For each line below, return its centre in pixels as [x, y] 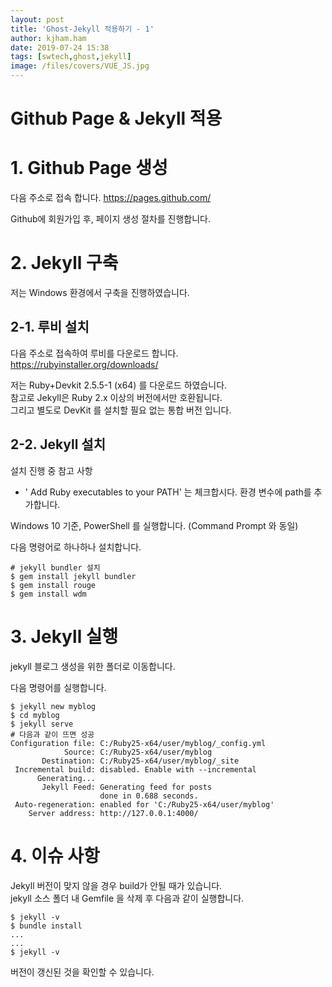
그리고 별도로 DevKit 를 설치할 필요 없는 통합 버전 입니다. [121, 410]
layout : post [37, 19]
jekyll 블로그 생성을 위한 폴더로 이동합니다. [93, 666]
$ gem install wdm [48, 594]
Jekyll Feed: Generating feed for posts [127, 787]
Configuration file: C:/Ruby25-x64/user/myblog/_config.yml [138, 743]
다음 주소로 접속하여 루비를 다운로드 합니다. [94, 353]
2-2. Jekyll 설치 [58, 444]
